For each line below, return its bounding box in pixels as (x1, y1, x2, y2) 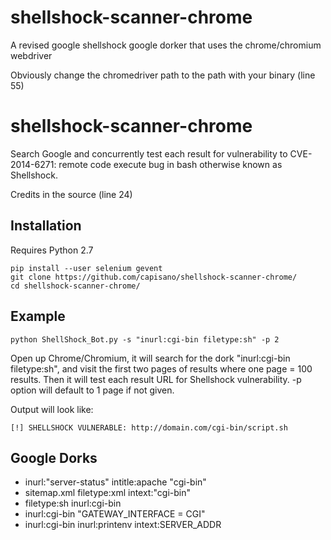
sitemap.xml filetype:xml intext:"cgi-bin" (24, 487, 191, 499)
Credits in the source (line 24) (10, 188, 133, 200)
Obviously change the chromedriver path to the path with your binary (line (10, 69, 316, 81)
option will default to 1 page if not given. (10, 384, 175, 396)
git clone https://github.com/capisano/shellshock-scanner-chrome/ (10, 272, 298, 282)
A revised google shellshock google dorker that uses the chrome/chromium (10, 39, 322, 51)
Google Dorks (10, 449, 98, 466)
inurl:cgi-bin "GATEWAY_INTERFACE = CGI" (24, 508, 206, 520)
